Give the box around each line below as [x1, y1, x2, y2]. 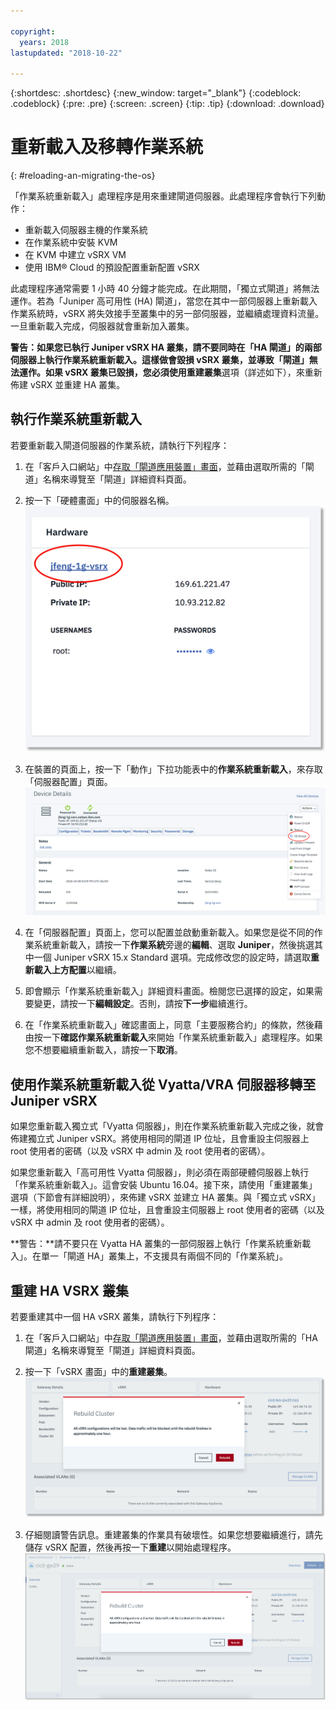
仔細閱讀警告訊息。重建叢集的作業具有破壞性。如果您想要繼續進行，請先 [24, 1529, 323, 1541]
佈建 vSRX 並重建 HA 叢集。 [10, 379, 126, 391]
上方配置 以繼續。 [51, 964, 122, 976]
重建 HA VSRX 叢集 [10, 1282, 130, 1299]
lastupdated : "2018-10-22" [10, 48, 123, 58]
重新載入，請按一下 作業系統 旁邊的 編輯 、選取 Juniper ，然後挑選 [51, 939, 315, 951]
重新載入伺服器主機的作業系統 [24, 224, 148, 236]
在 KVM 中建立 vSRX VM [24, 249, 127, 261]
